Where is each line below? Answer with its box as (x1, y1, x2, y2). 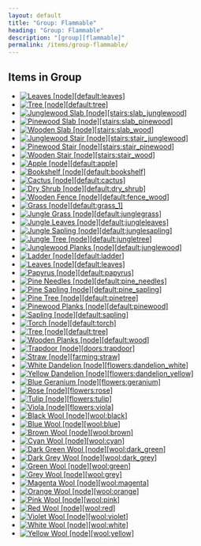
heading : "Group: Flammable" (8, 26, 104, 34)
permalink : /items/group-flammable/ (8, 41, 128, 49)
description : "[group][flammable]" (8, 33, 125, 42)
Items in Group (8, 70, 82, 84)
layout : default (8, 11, 61, 20)
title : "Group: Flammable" (8, 19, 97, 27)
